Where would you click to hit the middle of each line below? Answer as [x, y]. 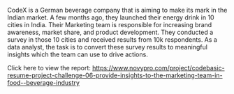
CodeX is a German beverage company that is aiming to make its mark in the [117, 10]
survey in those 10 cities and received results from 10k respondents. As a [112, 40]
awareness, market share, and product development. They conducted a [110, 32]
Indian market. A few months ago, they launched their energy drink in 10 [111, 17]
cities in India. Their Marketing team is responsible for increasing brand [110, 25]
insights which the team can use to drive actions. [78, 54]
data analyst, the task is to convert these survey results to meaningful [108, 47]
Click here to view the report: [49, 68]
